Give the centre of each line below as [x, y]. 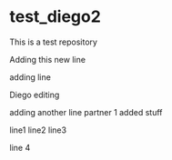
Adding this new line [48, 59]
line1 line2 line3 [38, 130]
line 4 [20, 147]
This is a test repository [54, 42]
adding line [30, 77]
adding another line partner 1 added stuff [86, 112]
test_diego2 [56, 17]
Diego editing [35, 95]
